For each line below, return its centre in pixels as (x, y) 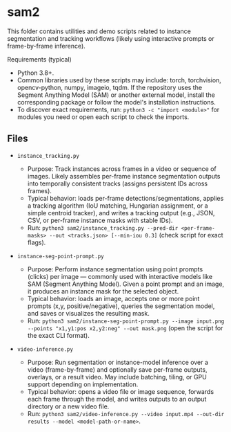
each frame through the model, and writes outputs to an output (117, 399)
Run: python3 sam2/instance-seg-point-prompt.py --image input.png (126, 321)
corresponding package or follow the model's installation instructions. (116, 102)
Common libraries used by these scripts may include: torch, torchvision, (119, 80)
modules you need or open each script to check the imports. (103, 117)
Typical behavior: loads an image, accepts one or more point (113, 298)
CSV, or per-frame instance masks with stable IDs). (100, 220)
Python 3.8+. (36, 73)
